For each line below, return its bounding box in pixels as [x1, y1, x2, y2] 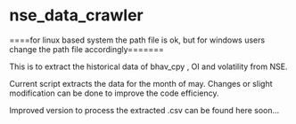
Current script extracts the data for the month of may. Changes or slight [9, 78, 273, 89]
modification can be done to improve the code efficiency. [9, 88, 220, 98]
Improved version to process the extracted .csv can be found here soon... [9, 105, 280, 115]
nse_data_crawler [9, 5, 144, 26]
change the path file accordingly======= [9, 43, 165, 54]
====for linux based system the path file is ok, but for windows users [9, 35, 266, 45]
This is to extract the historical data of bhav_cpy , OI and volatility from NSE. [9, 61, 288, 72]
